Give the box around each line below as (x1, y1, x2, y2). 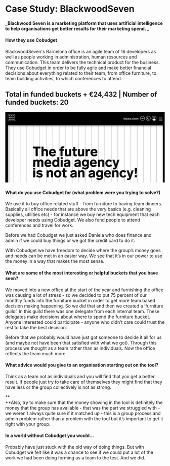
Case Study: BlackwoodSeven (5, 3, 135, 15)
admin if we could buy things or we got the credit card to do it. (5, 237, 136, 244)
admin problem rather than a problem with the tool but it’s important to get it (5, 415, 163, 422)
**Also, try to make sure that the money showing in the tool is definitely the (5, 399, 163, 406)
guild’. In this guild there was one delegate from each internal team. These (5, 308, 160, 314)
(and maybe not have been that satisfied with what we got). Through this (5, 339, 157, 346)
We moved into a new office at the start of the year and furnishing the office (5, 287, 163, 293)
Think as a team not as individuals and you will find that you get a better (5, 373, 155, 379)
